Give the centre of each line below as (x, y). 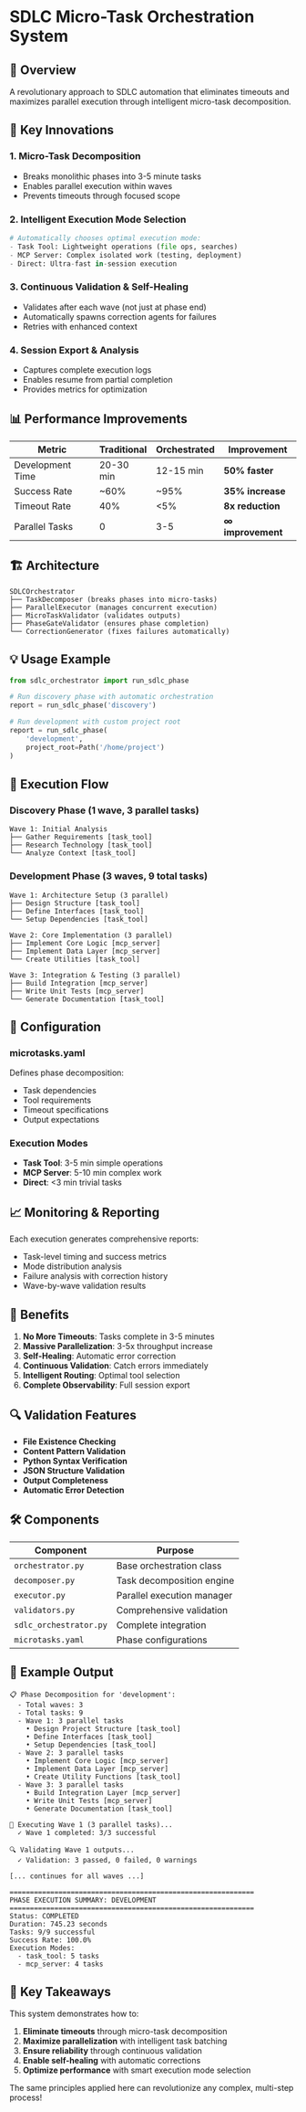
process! (26, 2097)
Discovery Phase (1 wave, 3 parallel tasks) (104, 810)
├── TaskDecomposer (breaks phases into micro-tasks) (114, 599)
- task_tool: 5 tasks (59, 1956)
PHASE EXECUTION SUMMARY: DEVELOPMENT (83, 1900)
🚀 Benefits (40, 1314)
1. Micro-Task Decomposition (75, 156)
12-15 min (180, 470)
